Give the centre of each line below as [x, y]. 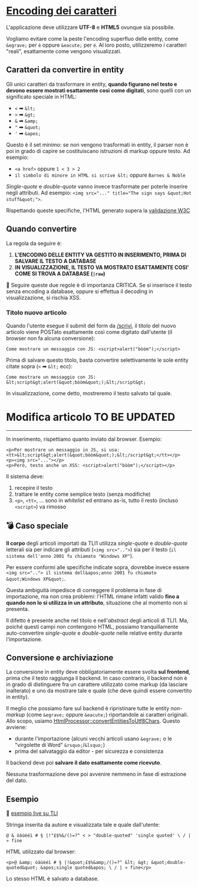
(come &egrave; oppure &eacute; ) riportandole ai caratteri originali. [107, 715]
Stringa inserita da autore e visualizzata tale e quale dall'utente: [83, 825]
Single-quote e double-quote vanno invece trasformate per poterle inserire [97, 186]
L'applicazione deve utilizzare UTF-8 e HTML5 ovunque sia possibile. [90, 27]
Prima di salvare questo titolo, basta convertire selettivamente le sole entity [97, 360]
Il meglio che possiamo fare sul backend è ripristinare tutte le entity [88, 709]
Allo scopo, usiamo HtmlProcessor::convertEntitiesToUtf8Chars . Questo [93, 721]
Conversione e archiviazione [60, 658]
